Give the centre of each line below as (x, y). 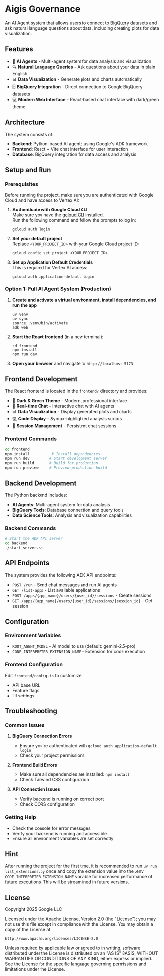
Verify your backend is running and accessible (60, 833)
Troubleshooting (31, 711)
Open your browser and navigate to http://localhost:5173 (73, 363)
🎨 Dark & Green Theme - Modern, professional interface (70, 401)
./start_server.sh (24, 548)
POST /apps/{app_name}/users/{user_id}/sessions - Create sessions (82, 595)
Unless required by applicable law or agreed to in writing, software (73, 948)
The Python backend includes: (36, 495)
